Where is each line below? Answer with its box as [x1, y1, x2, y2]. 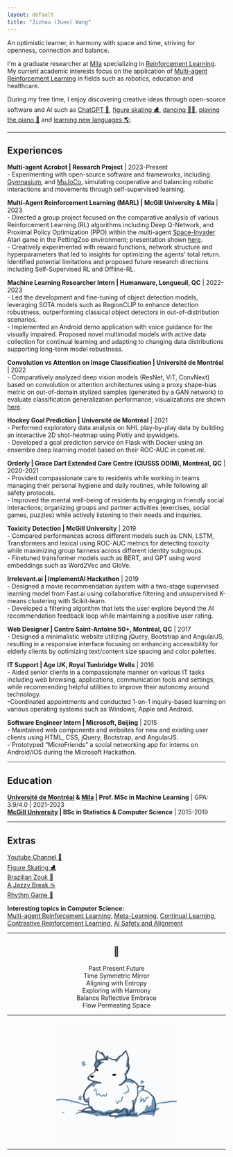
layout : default [7, 11, 54, 18]
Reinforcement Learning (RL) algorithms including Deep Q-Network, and [7, 221, 214, 229]
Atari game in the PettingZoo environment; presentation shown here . [7, 236, 203, 244]
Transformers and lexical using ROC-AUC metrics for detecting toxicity [7, 539, 209, 548]
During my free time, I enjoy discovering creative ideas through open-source [7, 95, 226, 104]
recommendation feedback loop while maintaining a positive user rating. [7, 612, 214, 620]
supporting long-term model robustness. [7, 345, 123, 354]
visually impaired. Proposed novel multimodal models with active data [7, 330, 207, 338]
